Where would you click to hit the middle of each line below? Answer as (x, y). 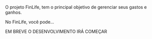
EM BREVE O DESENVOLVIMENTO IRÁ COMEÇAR (56, 31)
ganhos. (13, 12)
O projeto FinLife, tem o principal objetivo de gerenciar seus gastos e (76, 7)
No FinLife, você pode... (30, 22)
